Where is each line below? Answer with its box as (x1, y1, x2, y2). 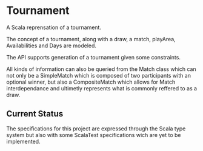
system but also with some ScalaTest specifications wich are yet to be (6, 131, 181, 138)
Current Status (6, 109, 64, 119)
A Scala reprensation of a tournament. (6, 24, 102, 31)
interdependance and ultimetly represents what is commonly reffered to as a (6, 84, 198, 92)
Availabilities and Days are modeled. (6, 42, 97, 49)
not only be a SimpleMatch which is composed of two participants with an (6, 72, 191, 79)
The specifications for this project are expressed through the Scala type (6, 125, 186, 132)
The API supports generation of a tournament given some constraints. (6, 53, 181, 61)
